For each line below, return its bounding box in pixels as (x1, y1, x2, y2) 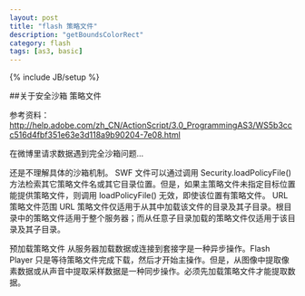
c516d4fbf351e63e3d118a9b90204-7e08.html (9, 129, 182, 140)
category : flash (9, 38, 71, 48)
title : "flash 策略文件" (9, 22, 98, 31)
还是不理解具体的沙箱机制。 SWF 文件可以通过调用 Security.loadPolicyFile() (9, 167, 292, 178)
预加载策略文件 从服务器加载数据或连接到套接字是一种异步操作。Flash (9, 243, 271, 254)
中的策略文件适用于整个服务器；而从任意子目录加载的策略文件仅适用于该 (16, 213, 288, 224)
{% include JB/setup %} (9, 72, 100, 82)
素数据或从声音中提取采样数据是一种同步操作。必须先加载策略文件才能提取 (9, 266, 288, 277)
